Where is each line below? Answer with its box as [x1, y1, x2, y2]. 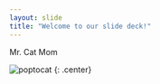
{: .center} [53, 64, 92, 75]
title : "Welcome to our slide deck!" [9, 22, 152, 31]
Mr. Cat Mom [9, 46, 58, 57]
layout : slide [9, 13, 63, 23]
